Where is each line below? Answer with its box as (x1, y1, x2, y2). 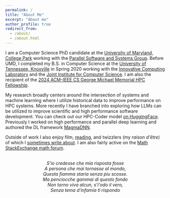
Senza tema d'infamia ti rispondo (50, 187, 120, 193)
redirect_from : (5, 26, 38, 31)
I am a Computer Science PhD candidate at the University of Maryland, (5, 49, 153, 56)
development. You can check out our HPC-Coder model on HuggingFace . (5, 113, 159, 119)
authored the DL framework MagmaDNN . (5, 124, 91, 130)
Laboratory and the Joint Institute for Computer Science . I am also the (5, 71, 151, 77)
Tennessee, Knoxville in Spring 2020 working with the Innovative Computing (5, 65, 165, 72)
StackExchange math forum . (5, 145, 64, 151)
